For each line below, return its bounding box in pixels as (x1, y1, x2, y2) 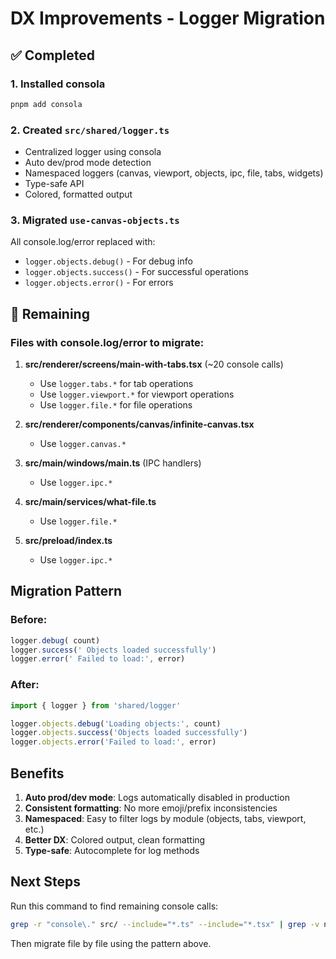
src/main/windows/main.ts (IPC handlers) (24, 457, 202, 469)
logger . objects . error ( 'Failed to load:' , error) (10, 737, 217, 747)
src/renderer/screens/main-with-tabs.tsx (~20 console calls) (24, 358, 284, 371)
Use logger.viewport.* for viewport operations (39, 388, 235, 401)
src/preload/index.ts (24, 535, 113, 547)
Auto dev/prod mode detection (24, 157, 152, 169)
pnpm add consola (10, 99, 83, 109)
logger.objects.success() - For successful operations (24, 266, 249, 278)
